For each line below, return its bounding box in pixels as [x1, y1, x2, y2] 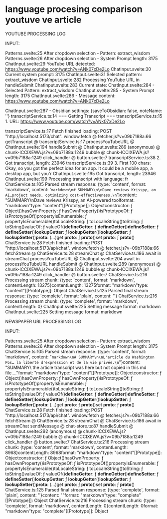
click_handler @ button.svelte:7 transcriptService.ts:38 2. [43, 154, 161, 161]
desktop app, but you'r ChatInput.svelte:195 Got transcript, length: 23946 [5, 170, 156, 176]
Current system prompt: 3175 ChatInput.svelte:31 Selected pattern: [5, 71, 142, 77]
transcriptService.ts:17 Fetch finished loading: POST [5, 128, 112, 134]
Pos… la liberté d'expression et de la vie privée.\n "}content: [5, 359, 140, 365]
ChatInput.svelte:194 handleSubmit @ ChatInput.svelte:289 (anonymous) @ [5, 144, 161, 150]
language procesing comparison [5, 4, 143, 15]
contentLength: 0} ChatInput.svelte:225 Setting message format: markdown [5, 303, 161, 309]
